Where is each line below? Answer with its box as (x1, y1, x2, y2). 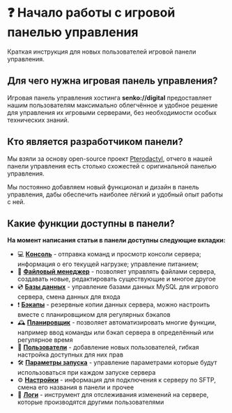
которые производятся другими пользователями (17, 398, 164, 407)
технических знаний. (7, 116, 70, 124)
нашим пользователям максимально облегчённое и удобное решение (7, 101, 218, 109)
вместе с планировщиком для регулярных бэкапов (17, 311, 171, 319)
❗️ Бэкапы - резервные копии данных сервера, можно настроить (17, 300, 210, 309)
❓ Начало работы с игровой (7, 5, 176, 21)
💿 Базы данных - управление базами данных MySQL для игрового (17, 283, 219, 291)
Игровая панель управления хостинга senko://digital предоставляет (7, 93, 212, 102)
